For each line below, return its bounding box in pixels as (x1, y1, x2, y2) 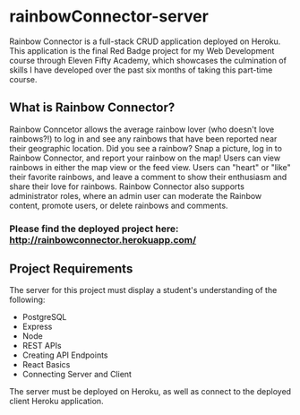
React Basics (21, 359, 71, 370)
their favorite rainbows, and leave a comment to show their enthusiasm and (9, 171, 287, 182)
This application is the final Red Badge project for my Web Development (9, 45, 275, 56)
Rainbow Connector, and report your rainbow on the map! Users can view (9, 152, 280, 163)
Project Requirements (9, 262, 133, 277)
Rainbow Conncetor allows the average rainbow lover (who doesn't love (9, 124, 275, 134)
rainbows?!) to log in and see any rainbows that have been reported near (9, 133, 278, 144)
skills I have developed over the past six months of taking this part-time (9, 65, 273, 75)
